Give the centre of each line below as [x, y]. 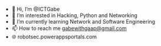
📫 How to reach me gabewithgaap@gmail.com [69, 28]
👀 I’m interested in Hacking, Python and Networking [74, 15]
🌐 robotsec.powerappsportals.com [54, 37]
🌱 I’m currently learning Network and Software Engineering [83, 22]
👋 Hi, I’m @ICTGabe [36, 9]
